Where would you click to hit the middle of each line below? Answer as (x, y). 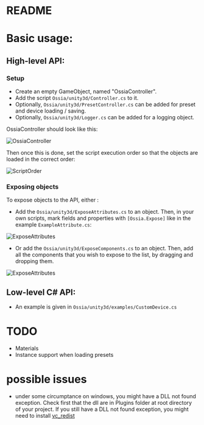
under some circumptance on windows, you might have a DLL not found (106, 396)
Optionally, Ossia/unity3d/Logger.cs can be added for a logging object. (105, 118)
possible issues (47, 380)
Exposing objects (33, 186)
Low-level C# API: (41, 292)
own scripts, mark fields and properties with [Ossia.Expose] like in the (103, 218)
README (29, 11)
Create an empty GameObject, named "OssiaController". (86, 91)
